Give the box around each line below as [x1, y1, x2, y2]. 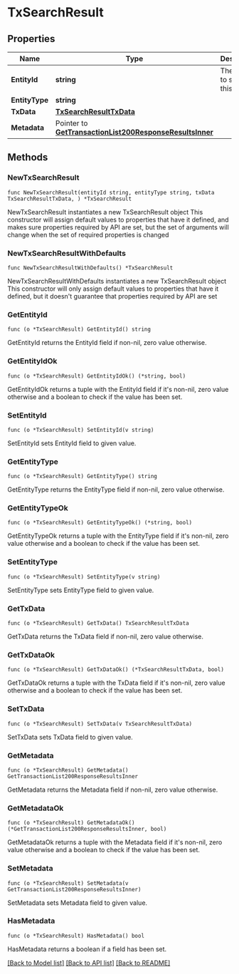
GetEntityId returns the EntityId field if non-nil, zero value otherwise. [7, 338, 207, 347]
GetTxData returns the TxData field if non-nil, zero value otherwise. [7, 632, 204, 641]
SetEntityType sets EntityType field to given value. [7, 586, 154, 594]
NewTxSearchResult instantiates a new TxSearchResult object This [7, 207, 203, 216]
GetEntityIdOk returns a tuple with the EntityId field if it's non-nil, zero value [7, 385, 229, 393]
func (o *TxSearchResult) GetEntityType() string [7, 473, 158, 480]
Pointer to [55, 118, 88, 128]
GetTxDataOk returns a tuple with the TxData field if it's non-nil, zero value [7, 678, 225, 688]
